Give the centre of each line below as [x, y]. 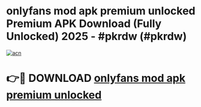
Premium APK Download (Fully [84, 24]
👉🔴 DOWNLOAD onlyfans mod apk [96, 78]
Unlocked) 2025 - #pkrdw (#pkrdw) [97, 36]
